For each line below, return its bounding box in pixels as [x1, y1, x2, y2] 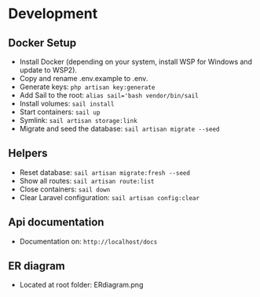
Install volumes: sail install [19, 99, 115, 108]
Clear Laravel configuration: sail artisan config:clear [19, 192, 200, 202]
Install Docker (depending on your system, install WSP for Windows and [19, 57, 253, 66]
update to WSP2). [19, 65, 77, 75]
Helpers [8, 147, 48, 160]
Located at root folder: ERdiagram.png [19, 280, 144, 290]
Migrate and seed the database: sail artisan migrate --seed [19, 124, 220, 133]
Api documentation [8, 216, 104, 229]
